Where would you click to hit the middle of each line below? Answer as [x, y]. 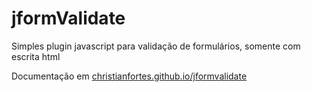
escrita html [36, 56]
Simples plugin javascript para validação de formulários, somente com [156, 46]
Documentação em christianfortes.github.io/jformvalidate [129, 76]
